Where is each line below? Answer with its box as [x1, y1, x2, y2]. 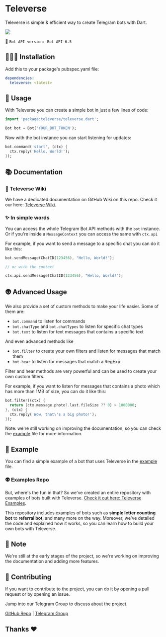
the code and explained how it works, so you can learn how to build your [5, 520, 154, 526]
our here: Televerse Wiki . [5, 202, 56, 208]
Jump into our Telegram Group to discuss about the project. [5, 601, 128, 607]
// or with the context [5, 264, 55, 269]
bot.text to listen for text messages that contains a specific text [12, 329, 144, 335]
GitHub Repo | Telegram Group [5, 611, 69, 617]
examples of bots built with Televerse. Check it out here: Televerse [5, 495, 142, 501]
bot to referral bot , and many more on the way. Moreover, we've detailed [5, 515, 155, 521]
